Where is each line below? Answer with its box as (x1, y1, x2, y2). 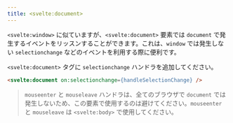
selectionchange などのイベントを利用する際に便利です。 (15, 48, 180, 56)
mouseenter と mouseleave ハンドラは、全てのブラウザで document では (24, 90, 226, 99)
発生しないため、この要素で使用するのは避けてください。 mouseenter (24, 99, 222, 107)
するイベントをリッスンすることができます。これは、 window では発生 (13, 39, 212, 48)
